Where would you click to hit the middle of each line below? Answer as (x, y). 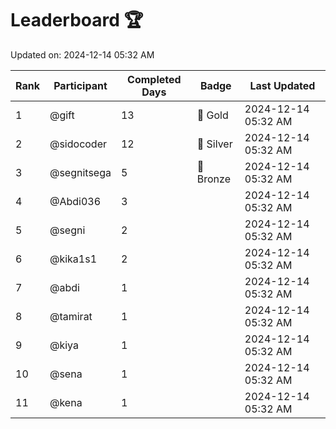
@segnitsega (80, 172)
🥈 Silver (214, 144)
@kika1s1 (73, 259)
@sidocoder (78, 144)
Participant (80, 85)
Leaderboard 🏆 (77, 20)
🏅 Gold (212, 115)
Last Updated (282, 85)
